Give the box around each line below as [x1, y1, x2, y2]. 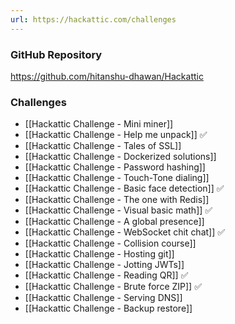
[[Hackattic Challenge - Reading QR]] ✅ [24, 269, 189, 281]
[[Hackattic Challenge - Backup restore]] [24, 302, 193, 315]
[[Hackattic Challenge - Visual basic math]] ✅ [24, 204, 213, 216]
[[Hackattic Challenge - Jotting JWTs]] [24, 259, 185, 271]
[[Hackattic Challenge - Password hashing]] [24, 161, 206, 173]
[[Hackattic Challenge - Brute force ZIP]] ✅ [24, 281, 203, 293]
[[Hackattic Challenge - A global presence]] [24, 216, 205, 228]
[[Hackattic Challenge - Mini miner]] [24, 118, 174, 130]
